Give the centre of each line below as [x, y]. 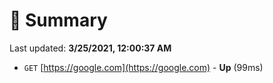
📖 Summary [58, 20]
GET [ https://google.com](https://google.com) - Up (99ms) [143, 67]
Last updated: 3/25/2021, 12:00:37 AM [90, 48]
